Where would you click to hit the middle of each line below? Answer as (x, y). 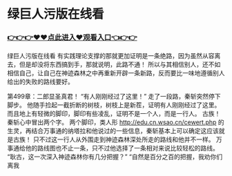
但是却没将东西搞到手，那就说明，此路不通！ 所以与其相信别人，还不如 (120, 65)
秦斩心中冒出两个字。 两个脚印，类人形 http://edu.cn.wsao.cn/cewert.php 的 (116, 122)
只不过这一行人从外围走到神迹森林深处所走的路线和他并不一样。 (124, 139)
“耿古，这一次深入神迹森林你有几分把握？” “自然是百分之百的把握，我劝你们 (115, 157)
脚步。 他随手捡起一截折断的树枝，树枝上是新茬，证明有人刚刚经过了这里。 (114, 105)
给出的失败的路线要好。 (40, 82)
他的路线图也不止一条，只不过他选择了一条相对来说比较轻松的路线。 (122, 148)
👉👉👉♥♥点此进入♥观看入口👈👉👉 (72, 37)
